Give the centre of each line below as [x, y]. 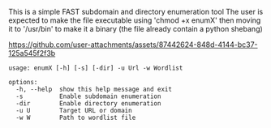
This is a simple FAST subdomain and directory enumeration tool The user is [136, 12]
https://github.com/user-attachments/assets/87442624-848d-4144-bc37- [133, 45]
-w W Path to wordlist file [76, 117]
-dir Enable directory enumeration [88, 104]
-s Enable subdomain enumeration [88, 96]
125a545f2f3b [32, 53]
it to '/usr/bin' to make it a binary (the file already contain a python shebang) [136, 29]
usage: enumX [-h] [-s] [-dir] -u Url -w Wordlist [96, 68]
